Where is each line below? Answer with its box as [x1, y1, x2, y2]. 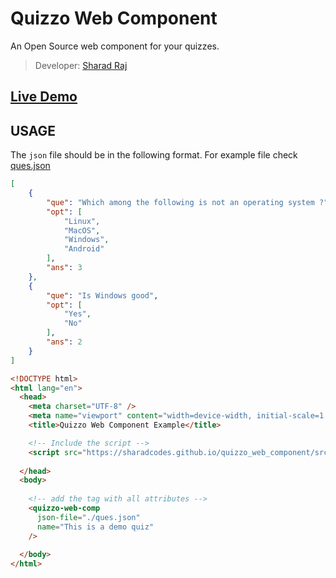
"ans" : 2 [46, 337, 83, 347]
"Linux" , [63, 216, 101, 226]
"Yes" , [63, 309, 92, 319]
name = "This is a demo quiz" [36, 522, 155, 532]
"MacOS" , [63, 225, 101, 236]
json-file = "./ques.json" [36, 512, 141, 522]
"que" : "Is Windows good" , [46, 290, 159, 301]
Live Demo [10, 88, 78, 106]
